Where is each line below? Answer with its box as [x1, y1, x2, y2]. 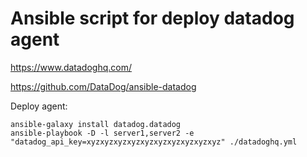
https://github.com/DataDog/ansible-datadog [10, 80, 197, 92]
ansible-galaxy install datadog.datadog [10, 119, 182, 129]
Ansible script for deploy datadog [10, 7, 295, 30]
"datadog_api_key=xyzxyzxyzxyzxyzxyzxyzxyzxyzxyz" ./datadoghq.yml [10, 137, 298, 147]
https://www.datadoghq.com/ [10, 61, 132, 73]
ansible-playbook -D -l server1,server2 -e [10, 128, 195, 138]
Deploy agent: [10, 100, 68, 112]
